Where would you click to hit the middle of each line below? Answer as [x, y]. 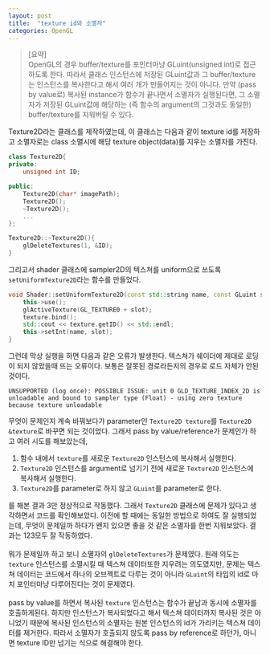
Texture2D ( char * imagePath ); [72, 193]
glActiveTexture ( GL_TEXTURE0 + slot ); [88, 310]
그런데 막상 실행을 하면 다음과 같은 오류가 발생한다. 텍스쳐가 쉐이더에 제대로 [126, 356]
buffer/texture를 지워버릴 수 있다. [81, 115]
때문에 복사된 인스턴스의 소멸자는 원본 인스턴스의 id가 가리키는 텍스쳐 [138, 622]
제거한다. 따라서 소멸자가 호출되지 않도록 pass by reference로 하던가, [132, 633]
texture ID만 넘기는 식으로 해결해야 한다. [80, 643]
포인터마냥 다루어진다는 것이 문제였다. [76, 584]
